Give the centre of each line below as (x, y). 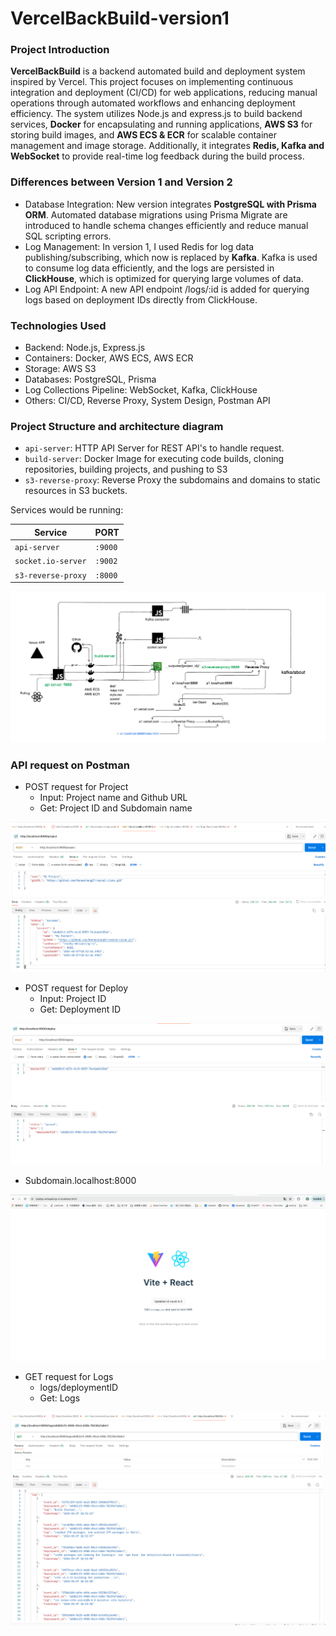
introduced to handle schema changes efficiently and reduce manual (166, 225)
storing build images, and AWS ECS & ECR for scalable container (144, 135)
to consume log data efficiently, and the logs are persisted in (149, 268)
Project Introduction (60, 50)
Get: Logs (60, 1398)
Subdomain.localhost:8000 (80, 1180)
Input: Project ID (73, 998)
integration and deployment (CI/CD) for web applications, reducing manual (164, 93)
